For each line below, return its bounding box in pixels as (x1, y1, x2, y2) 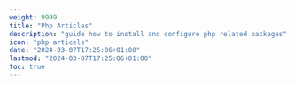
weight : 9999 (9, 12, 58, 22)
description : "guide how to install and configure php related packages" (9, 29, 288, 38)
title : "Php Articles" (9, 21, 93, 30)
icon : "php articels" (9, 37, 89, 47)
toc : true (9, 63, 46, 72)
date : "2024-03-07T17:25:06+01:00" (9, 46, 141, 55)
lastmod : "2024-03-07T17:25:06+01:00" (9, 54, 152, 63)
